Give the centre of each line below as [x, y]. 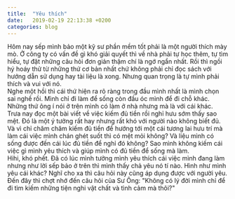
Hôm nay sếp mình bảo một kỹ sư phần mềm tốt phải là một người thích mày [117, 47]
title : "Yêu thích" [38, 14]
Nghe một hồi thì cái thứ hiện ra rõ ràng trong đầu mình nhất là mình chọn [113, 91]
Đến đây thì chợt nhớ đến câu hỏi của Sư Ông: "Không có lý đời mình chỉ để [116, 181]
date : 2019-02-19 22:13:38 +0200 [59, 20]
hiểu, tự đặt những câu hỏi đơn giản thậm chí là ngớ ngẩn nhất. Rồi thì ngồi [115, 62]
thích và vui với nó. [34, 84]
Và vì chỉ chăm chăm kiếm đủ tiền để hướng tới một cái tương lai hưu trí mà [115, 129]
